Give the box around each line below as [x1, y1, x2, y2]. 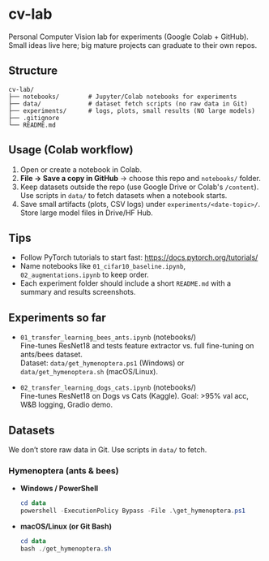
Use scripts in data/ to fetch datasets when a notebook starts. [19, 190, 228, 200]
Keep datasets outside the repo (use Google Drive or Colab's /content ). [19, 182, 259, 192]
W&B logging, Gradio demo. [19, 399, 113, 410]
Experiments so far [8, 310, 107, 325]
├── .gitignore [8, 114, 60, 122]
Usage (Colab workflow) [8, 143, 134, 157]
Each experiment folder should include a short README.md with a [19, 278, 232, 288]
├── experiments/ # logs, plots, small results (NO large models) [8, 106, 255, 114]
